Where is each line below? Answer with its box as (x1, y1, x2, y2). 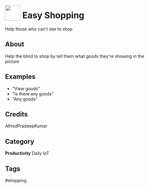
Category (5, 137, 35, 145)
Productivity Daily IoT (5, 150, 50, 156)
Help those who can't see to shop (5, 26, 73, 32)
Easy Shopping (22, 10, 85, 21)
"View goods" (12, 86, 40, 92)
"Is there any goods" (12, 91, 54, 96)
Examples (5, 72, 36, 81)
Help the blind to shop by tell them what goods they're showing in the (5, 53, 145, 59)
